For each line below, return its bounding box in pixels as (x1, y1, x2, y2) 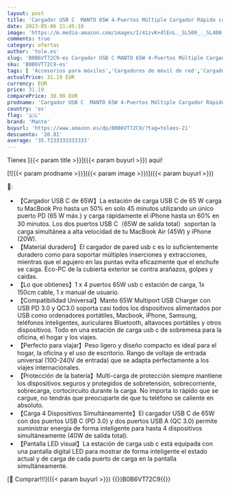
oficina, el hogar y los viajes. (16, 333, 98, 341)
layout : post (7, 10, 44, 17)
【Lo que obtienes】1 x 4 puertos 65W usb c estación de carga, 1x (16, 281, 205, 289)
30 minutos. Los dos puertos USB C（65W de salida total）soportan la (16, 220, 216, 228)
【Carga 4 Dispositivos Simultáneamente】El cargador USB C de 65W (16, 409, 215, 417)
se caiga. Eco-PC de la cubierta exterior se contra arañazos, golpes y (16, 265, 214, 274)
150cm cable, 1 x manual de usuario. (16, 288, 120, 296)
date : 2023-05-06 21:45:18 (7, 23, 84, 29)
